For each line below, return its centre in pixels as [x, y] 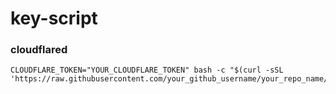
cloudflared [39, 50]
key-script [54, 18]
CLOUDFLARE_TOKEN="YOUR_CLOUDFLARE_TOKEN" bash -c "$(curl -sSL [147, 70]
